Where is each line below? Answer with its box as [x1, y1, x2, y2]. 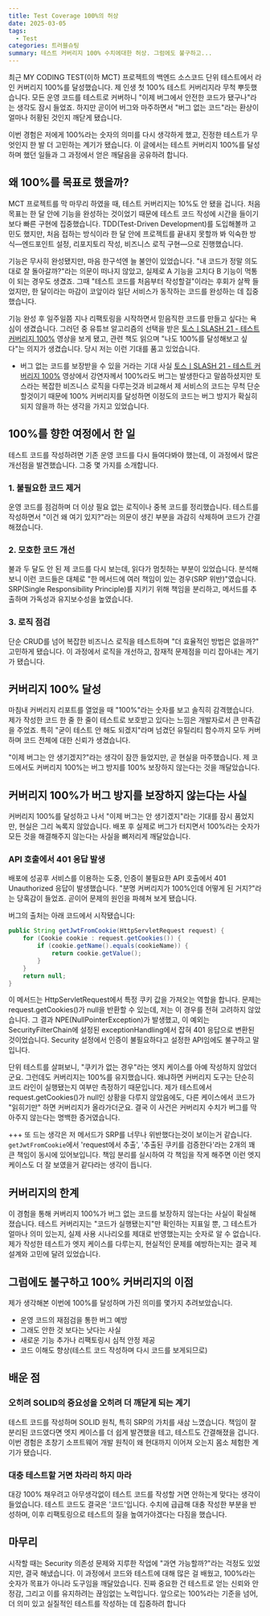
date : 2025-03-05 [8, 19, 67, 27]
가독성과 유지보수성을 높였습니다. [29, 594, 133, 604]
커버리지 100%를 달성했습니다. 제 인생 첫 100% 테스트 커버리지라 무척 [16, 82, 236, 92]
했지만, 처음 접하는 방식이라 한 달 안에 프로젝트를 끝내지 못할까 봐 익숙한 [22, 229, 248, 239]
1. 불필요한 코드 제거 [8, 482, 82, 493]
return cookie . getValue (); [51, 949, 142, 958]
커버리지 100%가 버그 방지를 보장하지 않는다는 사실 [8, 788, 247, 802]
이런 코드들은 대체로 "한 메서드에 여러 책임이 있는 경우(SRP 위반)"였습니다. [22, 574, 256, 584]
